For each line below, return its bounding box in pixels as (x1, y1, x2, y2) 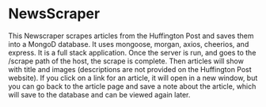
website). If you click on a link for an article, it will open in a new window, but (8, 73, 258, 82)
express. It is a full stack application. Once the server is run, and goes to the (8, 48, 256, 57)
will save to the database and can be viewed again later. (8, 90, 191, 99)
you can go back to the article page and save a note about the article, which (8, 81, 256, 91)
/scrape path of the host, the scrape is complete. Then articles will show (8, 56, 244, 66)
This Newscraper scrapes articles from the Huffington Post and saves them (8, 31, 254, 40)
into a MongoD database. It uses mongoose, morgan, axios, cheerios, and (8, 39, 249, 48)
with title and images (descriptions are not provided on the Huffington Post (8, 64, 252, 74)
